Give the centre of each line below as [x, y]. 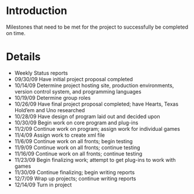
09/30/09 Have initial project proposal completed [73, 79]
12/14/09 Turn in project [43, 185]
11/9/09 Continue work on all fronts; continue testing [77, 147]
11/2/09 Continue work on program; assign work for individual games [97, 129]
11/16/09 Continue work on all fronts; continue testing [78, 154]
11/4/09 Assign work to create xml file [59, 135]
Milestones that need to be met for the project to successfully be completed [97, 27]
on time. [16, 33]
